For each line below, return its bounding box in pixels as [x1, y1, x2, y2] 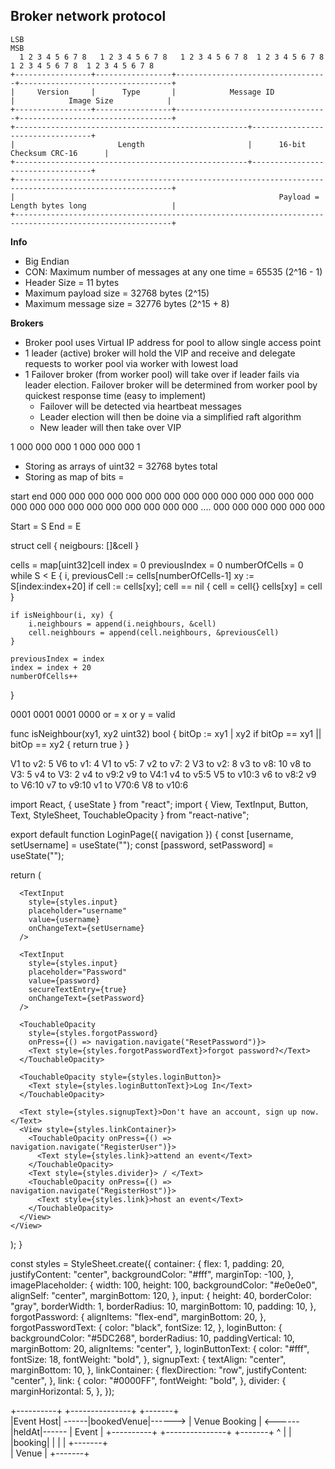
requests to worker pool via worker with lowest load [24, 357, 239, 369]
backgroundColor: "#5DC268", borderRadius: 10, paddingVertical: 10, [10, 1332, 295, 1344]
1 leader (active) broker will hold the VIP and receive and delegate [24, 347, 296, 359]
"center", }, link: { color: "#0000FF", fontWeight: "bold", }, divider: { [10, 1374, 287, 1386]
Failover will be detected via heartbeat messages [39, 400, 242, 412]
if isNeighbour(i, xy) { [10, 610, 114, 620]
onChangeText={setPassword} [28, 993, 145, 1003]
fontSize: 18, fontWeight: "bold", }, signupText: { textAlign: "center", [10, 1353, 287, 1365]
